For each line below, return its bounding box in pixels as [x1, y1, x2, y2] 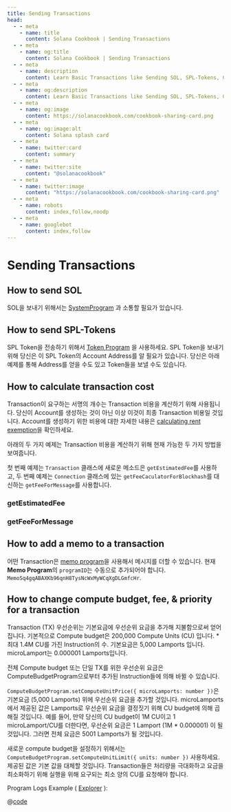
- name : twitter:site [19, 163, 81, 171]
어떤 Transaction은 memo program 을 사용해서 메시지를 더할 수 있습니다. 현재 [7, 557, 216, 565]
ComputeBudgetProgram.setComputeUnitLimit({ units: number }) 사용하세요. [7, 753, 220, 761]
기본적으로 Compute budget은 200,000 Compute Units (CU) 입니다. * [27, 632, 220, 640]
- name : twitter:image [19, 183, 85, 190]
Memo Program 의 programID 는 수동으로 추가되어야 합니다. [7, 566, 166, 574]
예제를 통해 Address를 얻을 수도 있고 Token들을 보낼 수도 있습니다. [7, 361, 187, 369]
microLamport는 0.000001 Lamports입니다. [7, 649, 128, 657]
